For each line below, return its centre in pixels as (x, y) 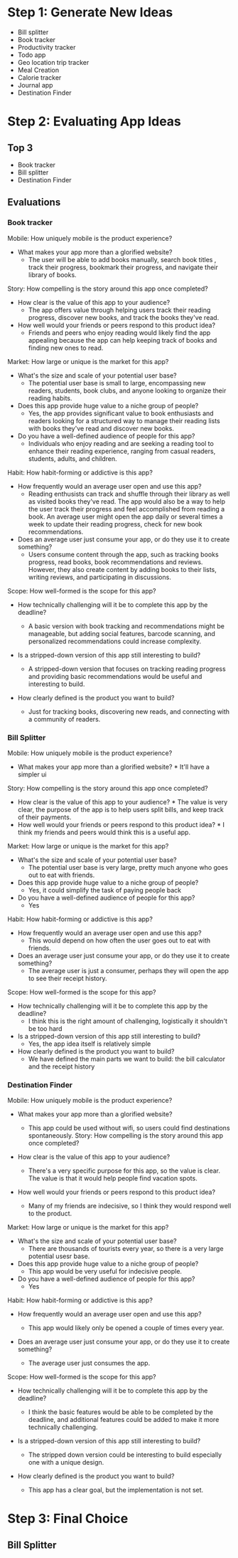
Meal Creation (38, 70)
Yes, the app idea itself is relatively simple (90, 1044)
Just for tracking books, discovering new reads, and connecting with (129, 711)
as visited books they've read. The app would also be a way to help (127, 501)
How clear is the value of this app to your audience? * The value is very (123, 801)
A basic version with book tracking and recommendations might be (126, 626)
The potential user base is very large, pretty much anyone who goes (128, 867)
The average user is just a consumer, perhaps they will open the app (129, 970)
